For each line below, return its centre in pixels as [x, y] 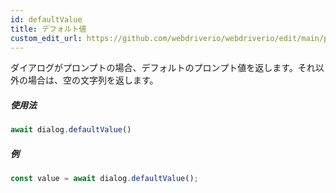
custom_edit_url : [46, 38]
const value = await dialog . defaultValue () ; [104, 179]
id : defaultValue [46, 19]
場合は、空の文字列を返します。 [93, 80]
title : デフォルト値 [48, 29]
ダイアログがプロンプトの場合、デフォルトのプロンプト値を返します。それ [163, 68]
